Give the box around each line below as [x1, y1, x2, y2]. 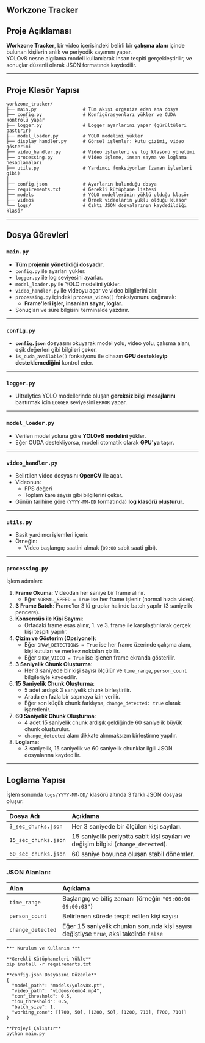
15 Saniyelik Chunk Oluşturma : [15, 680, 95, 688]
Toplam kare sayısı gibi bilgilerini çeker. [24, 491, 123, 498]
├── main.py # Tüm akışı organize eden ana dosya [6, 106, 179, 112]
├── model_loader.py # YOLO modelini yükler [6, 133, 143, 139]
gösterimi [6, 144, 32, 150]
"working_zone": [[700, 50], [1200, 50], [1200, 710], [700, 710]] [12, 1009, 187, 1016]
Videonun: [15, 478, 41, 485]
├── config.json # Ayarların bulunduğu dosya [6, 181, 157, 187]
